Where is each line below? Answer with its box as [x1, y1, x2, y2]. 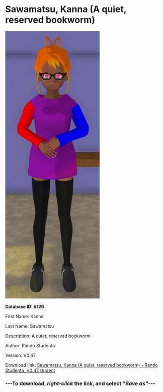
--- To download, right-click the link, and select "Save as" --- [5, 380, 156, 387]
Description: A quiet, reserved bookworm [5, 333, 91, 339]
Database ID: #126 [5, 303, 44, 309]
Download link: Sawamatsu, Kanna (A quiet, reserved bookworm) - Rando [5, 362, 158, 368]
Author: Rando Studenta [5, 342, 55, 348]
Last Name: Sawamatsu [5, 323, 54, 329]
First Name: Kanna [5, 313, 44, 319]
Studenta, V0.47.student [5, 367, 55, 373]
